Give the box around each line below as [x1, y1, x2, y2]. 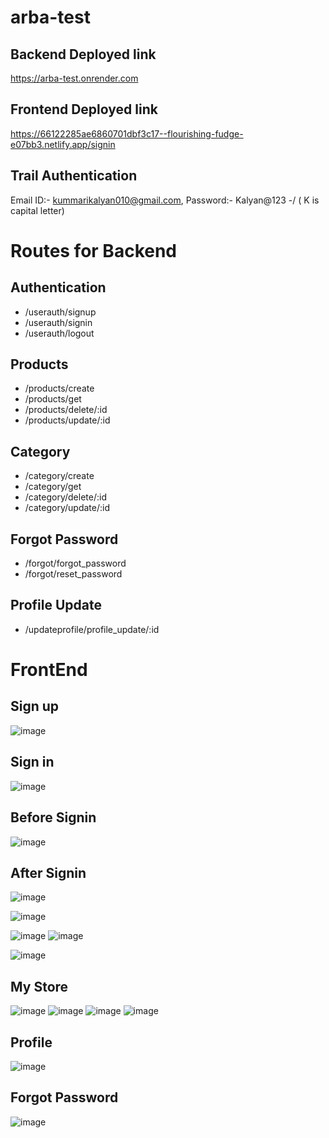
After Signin [10, 864, 87, 881]
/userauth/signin [24, 316, 93, 328]
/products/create [24, 382, 95, 395]
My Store [10, 978, 69, 995]
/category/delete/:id [24, 491, 107, 503]
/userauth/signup [24, 306, 97, 318]
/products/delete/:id [24, 404, 108, 416]
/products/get [24, 393, 82, 405]
